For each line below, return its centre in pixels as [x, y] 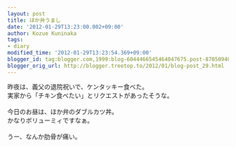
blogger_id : [25, 59]
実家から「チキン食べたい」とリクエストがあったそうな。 [90, 95]
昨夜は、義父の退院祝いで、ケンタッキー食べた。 [78, 86]
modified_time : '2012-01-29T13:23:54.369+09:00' [80, 53]
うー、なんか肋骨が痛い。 [44, 136]
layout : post [26, 14]
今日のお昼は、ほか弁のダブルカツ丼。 [63, 111]
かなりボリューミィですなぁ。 [50, 120]
